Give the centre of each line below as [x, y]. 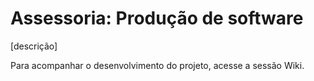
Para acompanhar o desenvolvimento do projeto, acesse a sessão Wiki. [157, 65]
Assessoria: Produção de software [157, 18]
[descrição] [34, 46]
